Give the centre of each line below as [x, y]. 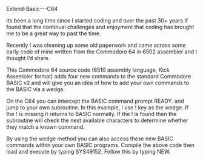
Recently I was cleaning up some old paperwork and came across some [96, 45]
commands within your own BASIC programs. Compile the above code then [101, 145]
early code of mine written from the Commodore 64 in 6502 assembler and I [101, 52]
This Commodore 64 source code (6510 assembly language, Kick [88, 70]
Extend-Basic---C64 [32, 9]
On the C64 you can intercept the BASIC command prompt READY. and [95, 101]
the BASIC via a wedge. [36, 89]
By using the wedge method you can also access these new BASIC [90, 139]
